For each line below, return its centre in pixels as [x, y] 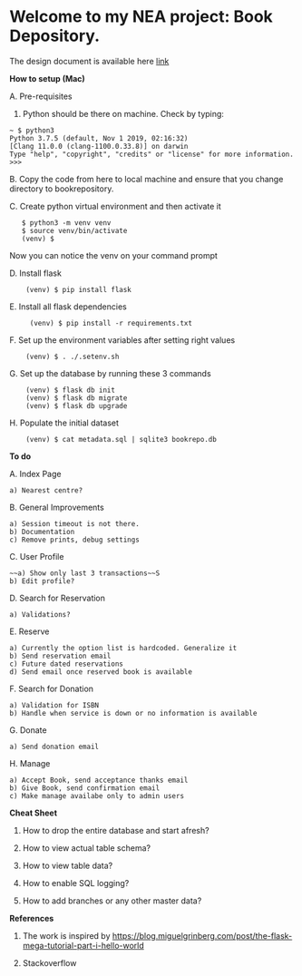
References [32, 918]
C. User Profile [37, 556]
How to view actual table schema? [87, 848]
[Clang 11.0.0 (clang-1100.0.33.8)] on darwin [99, 146]
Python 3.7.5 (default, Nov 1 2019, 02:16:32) [99, 138]
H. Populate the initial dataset [64, 423]
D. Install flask [35, 273]
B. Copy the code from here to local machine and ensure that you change [146, 179]
